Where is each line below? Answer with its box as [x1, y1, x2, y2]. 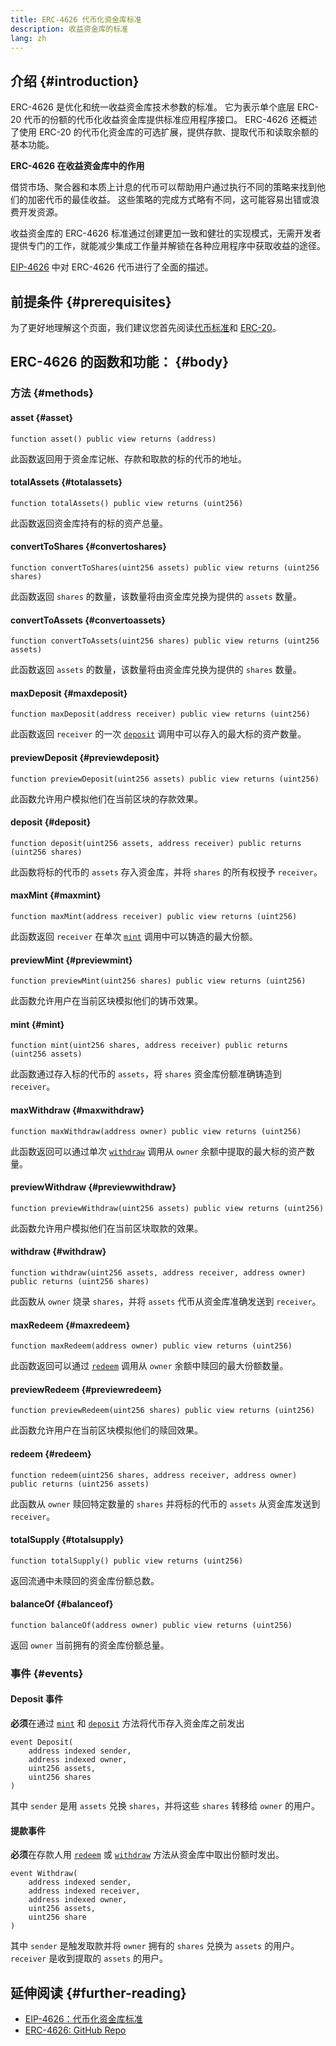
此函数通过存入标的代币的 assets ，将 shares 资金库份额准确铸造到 [10, 1068, 282, 1080]
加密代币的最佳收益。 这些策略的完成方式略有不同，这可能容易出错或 [27, 194, 311, 206]
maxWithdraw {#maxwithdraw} [10, 1104, 145, 1116]
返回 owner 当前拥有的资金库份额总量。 [10, 1639, 170, 1651]
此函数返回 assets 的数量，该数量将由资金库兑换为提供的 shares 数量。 [10, 664, 302, 676]
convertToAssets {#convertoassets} [10, 614, 166, 626]
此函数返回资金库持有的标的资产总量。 [10, 517, 168, 529]
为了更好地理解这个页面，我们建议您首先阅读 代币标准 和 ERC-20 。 [10, 322, 282, 333]
